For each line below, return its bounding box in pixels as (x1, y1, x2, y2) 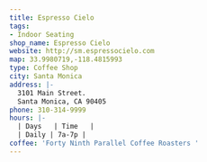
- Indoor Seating (9, 30, 75, 39)
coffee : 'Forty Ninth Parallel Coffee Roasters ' (9, 139, 200, 148)
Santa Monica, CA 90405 (17, 96, 106, 106)
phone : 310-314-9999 (9, 105, 87, 114)
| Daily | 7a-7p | (17, 130, 87, 139)
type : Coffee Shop (9, 64, 78, 73)
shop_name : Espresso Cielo (9, 38, 111, 48)
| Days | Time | (17, 122, 94, 131)
